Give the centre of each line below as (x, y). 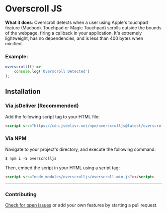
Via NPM (16, 138)
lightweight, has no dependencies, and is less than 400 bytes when (74, 38)
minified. (14, 43)
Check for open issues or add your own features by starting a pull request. (81, 205)
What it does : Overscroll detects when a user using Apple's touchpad (77, 22)
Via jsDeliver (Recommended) (42, 106)
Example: (17, 56)
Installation (23, 92)
